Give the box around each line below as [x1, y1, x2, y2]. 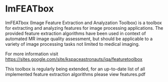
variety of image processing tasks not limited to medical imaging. [5, 41, 140, 47]
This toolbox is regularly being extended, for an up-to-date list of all [5, 66, 145, 72]
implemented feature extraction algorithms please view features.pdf [5, 71, 145, 77]
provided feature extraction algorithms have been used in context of [5, 30, 146, 36]
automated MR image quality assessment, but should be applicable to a [5, 36, 153, 42]
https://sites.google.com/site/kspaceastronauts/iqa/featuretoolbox [5, 56, 143, 62]
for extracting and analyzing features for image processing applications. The [5, 25, 163, 31]
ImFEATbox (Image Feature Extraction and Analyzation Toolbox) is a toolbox [5, 20, 162, 26]
